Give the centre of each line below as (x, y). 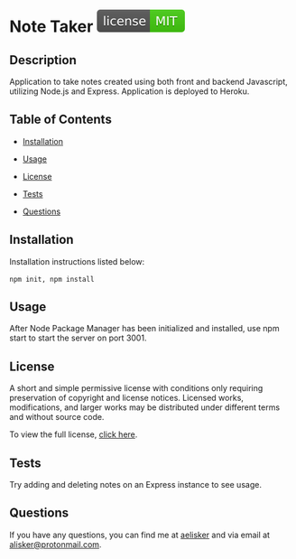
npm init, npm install (52, 279)
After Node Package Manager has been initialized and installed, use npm (144, 329)
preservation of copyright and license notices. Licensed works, (126, 398)
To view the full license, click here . (74, 434)
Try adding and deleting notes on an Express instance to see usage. (135, 485)
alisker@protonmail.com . (55, 544)
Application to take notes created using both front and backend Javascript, (149, 82)
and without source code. (57, 417)
